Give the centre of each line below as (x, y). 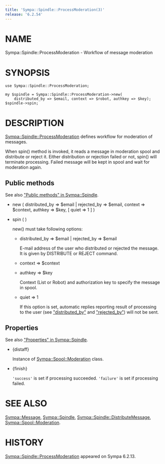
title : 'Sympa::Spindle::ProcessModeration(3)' (55, 10)
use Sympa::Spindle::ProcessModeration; (47, 86)
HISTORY (24, 443)
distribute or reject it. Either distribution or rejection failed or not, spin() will (81, 157)
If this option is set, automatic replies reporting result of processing (88, 307)
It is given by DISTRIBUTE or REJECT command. (69, 254)
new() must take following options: (47, 229)
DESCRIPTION (35, 123)
